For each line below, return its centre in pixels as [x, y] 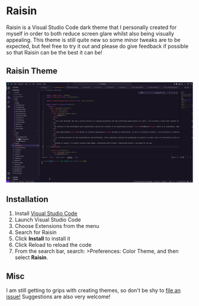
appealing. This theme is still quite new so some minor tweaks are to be [93, 40]
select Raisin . [31, 257]
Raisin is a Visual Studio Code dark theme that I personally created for [92, 27]
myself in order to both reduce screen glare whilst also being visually [90, 33]
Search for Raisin [36, 233]
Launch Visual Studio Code [48, 220]
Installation [27, 199]
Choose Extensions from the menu [57, 226]
